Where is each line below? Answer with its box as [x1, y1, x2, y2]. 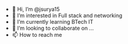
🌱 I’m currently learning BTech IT [11, 18, 94, 25]
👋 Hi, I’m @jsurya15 [11, 6, 60, 12]
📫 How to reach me [11, 32, 62, 38]
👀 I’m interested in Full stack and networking [11, 12, 123, 19]
